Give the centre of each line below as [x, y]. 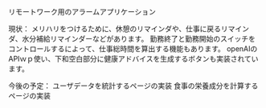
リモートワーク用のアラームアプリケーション [82, 12]
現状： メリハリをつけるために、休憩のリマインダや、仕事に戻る [115, 29]
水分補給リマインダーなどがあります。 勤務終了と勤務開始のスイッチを [139, 39]
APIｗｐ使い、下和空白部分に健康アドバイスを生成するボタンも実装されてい [133, 59]
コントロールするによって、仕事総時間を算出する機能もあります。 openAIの [133, 49]
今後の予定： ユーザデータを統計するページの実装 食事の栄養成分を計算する [133, 86]
